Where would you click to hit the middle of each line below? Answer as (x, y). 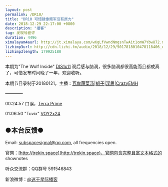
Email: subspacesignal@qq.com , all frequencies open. (61, 143)
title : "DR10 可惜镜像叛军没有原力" (39, 19)
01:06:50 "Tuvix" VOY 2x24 (33, 113)
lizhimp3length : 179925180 (33, 51)
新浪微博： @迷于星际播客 (31, 180)
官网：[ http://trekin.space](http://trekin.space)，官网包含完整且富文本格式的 (84, 153)
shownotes (16, 159)
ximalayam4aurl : (22, 42)
